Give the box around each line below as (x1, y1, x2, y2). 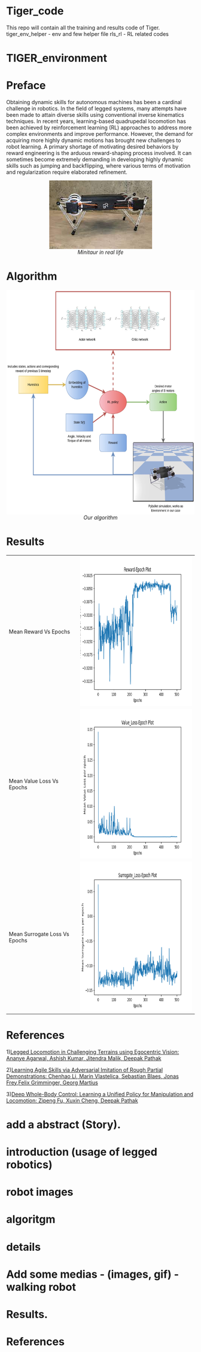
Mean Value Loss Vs (8, 777, 59, 785)
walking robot (6, 1280, 77, 1294)
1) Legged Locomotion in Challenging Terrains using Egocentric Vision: (6, 1048, 179, 1055)
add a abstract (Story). (6, 1118, 121, 1131)
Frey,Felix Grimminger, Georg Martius (6, 1079, 99, 1086)
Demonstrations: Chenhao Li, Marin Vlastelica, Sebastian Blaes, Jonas (6, 1072, 179, 1080)
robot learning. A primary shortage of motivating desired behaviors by (6, 143, 179, 150)
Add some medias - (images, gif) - (6, 1268, 179, 1281)
